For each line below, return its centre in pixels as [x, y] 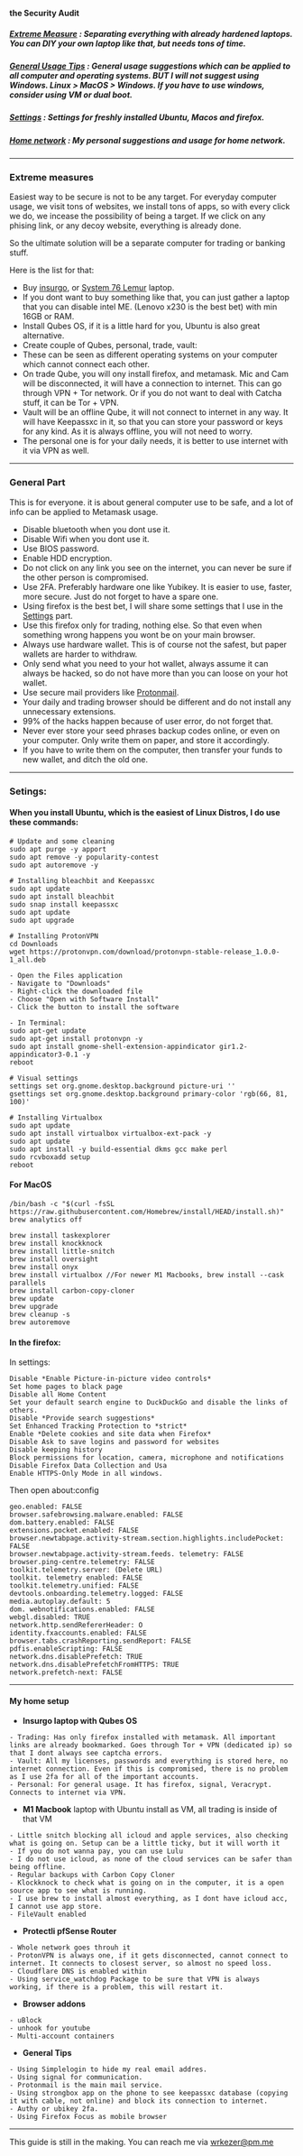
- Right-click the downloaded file [76, 991]
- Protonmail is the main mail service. [87, 2086]
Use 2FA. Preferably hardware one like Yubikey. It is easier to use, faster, [157, 586]
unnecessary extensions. [69, 711]
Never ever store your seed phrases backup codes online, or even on [151, 731]
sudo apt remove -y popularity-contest [84, 857]
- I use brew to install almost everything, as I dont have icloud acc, [149, 1899]
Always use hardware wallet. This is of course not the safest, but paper [154, 644]
